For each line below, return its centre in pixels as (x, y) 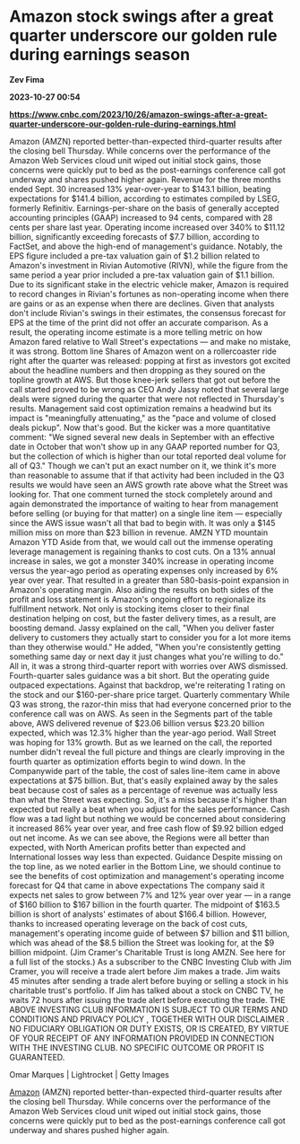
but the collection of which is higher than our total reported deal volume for (148, 456)
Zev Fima (27, 79)
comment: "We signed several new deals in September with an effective (142, 436)
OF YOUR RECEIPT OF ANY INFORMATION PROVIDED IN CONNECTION (142, 1038)
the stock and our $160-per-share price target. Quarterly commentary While (150, 694)
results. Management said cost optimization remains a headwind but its (141, 408)
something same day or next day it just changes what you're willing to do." (146, 656)
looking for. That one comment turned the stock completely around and (141, 494)
